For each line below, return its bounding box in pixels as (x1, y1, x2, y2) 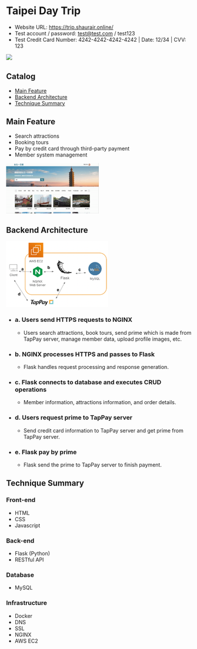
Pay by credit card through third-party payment (14, 145, 130, 152)
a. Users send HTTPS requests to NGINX (14, 316, 133, 324)
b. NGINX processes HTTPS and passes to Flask (14, 350, 155, 358)
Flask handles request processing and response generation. (23, 364, 169, 371)
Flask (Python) (14, 550, 51, 557)
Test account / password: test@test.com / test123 (14, 29, 135, 36)
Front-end (6, 496, 36, 504)
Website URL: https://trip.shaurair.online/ (14, 24, 113, 31)
